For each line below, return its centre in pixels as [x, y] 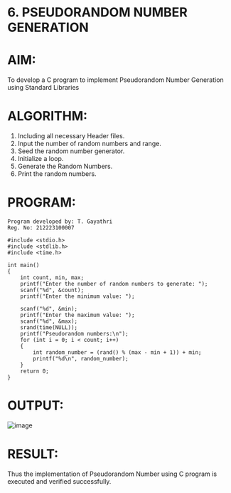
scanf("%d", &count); [52, 290]
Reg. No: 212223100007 [41, 228]
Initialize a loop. [41, 159]
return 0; [35, 371]
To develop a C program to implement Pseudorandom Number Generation [116, 80]
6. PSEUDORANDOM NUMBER [98, 12]
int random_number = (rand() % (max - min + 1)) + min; [117, 353]
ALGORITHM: [47, 116]
